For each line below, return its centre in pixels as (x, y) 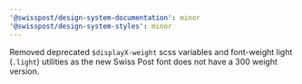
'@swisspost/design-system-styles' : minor (91, 26)
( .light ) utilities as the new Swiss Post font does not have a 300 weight (144, 61)
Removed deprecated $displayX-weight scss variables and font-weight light (151, 51)
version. (24, 71)
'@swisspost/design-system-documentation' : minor (105, 18)
